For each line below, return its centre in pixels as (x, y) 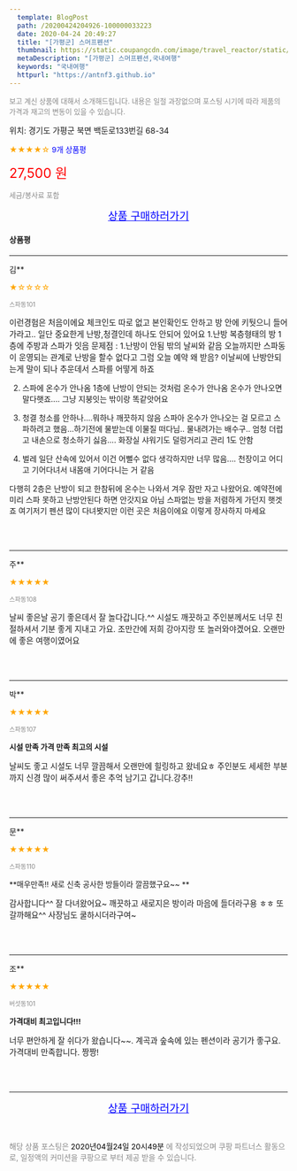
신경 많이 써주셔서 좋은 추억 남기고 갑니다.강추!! (110, 778)
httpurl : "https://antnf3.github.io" (87, 75)
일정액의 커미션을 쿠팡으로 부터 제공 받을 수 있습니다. (109, 1157)
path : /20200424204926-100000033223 (84, 26)
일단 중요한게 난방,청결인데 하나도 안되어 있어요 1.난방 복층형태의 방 (157, 334)
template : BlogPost (53, 17)
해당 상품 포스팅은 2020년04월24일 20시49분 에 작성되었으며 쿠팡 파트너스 (136, 1146)
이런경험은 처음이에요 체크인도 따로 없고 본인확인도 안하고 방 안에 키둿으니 (140, 322)
